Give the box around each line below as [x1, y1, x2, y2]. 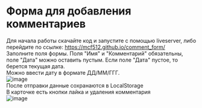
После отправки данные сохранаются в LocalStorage [6, 81, 144, 89]
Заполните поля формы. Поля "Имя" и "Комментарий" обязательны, [6, 49, 183, 57]
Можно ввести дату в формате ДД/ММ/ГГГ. [6, 69, 120, 76]
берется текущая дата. [6, 62, 65, 70]
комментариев [6, 17, 86, 31]
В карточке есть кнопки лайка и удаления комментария [6, 88, 151, 95]
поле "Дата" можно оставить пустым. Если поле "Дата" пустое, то [6, 56, 178, 63]
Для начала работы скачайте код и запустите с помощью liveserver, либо [6, 37, 197, 44]
